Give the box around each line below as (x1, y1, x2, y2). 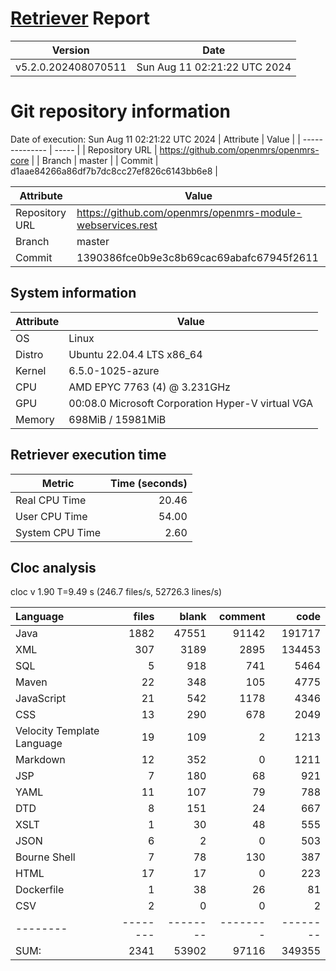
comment (218, 610, 266, 624)
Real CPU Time (15, 493, 87, 507)
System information (10, 285, 137, 302)
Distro (15, 347, 44, 361)
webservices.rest (76, 218, 158, 232)
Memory (15, 412, 55, 426)
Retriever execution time (10, 447, 167, 464)
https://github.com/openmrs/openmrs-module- (76, 205, 303, 219)
